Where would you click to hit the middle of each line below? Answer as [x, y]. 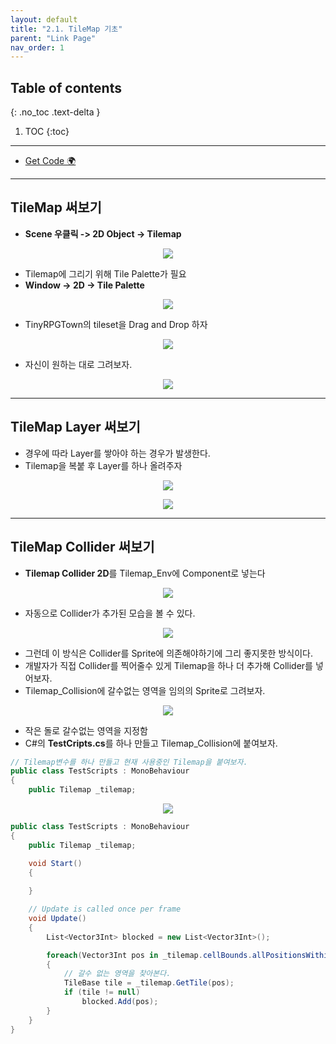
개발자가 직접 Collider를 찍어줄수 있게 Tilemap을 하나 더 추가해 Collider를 [168, 665]
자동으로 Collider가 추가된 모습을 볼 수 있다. [110, 613]
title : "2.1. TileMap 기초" [66, 29]
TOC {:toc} [47, 132]
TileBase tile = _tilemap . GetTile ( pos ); [149, 983]
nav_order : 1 [37, 47]
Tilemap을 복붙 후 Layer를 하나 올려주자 [103, 465]
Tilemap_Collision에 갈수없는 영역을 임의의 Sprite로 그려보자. [145, 690]
